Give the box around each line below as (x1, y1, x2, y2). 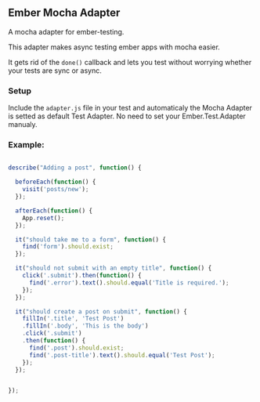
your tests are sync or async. (8, 66, 102, 75)
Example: (8, 139, 45, 150)
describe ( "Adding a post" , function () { (8, 164, 143, 172)
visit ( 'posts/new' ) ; (22, 186, 89, 194)
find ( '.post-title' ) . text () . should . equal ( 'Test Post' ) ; (28, 351, 215, 359)
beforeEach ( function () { (15, 178, 96, 187)
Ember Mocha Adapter (8, 6, 121, 20)
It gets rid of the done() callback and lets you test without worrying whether (8, 57, 252, 67)
